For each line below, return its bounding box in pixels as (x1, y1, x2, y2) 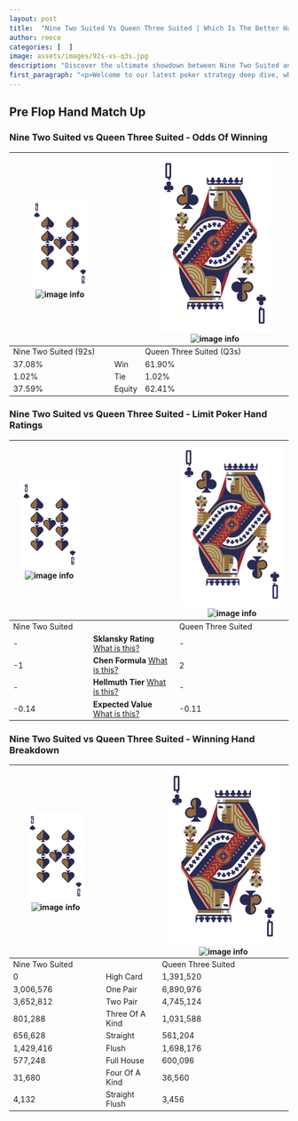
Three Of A (106, 1009, 146, 1020)
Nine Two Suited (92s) (12, 347, 96, 357)
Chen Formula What (92, 655, 169, 666)
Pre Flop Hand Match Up (9, 105, 146, 120)
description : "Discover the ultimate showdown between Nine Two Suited (9, 61, 279, 70)
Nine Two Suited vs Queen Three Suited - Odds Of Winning (9, 132, 268, 144)
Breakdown (9, 744, 59, 757)
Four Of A (106, 1068, 141, 1078)
